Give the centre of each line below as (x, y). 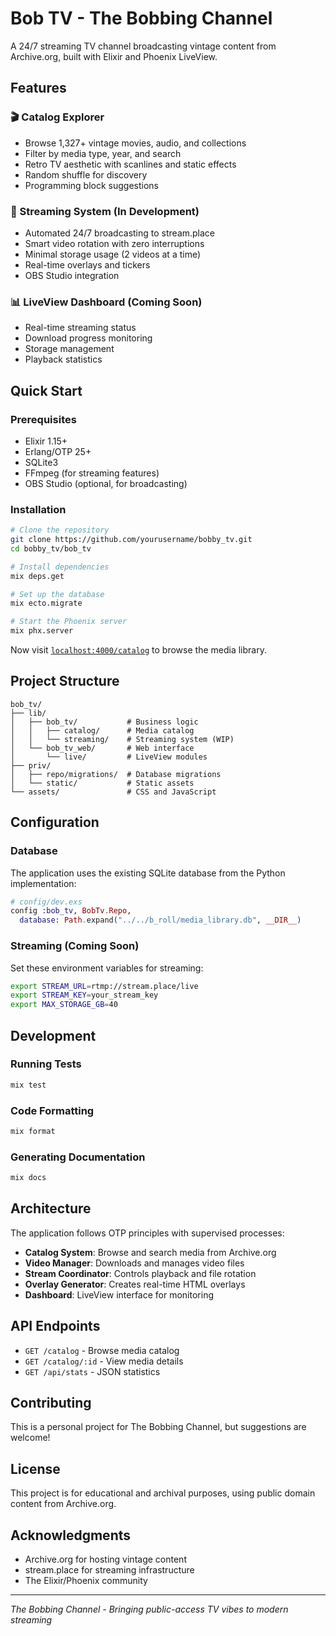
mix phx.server (42, 631)
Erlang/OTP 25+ (58, 451)
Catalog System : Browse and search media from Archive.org (150, 1252)
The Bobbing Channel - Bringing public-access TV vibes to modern (149, 1609)
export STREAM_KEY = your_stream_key (84, 995)
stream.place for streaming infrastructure (109, 1570)
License (35, 1468)
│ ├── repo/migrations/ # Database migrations (116, 774)
